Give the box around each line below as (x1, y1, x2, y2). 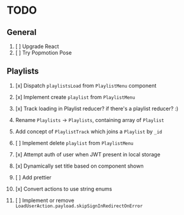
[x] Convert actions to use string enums (15, 185, 112, 192)
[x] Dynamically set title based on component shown (15, 162, 144, 169)
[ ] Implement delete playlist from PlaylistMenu (15, 139, 134, 146)
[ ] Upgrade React (15, 43, 59, 50)
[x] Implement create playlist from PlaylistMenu (15, 93, 135, 101)
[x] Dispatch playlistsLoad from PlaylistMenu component (15, 82, 157, 89)
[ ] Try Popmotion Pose (15, 49, 72, 56)
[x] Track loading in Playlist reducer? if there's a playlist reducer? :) (15, 105, 179, 112)
